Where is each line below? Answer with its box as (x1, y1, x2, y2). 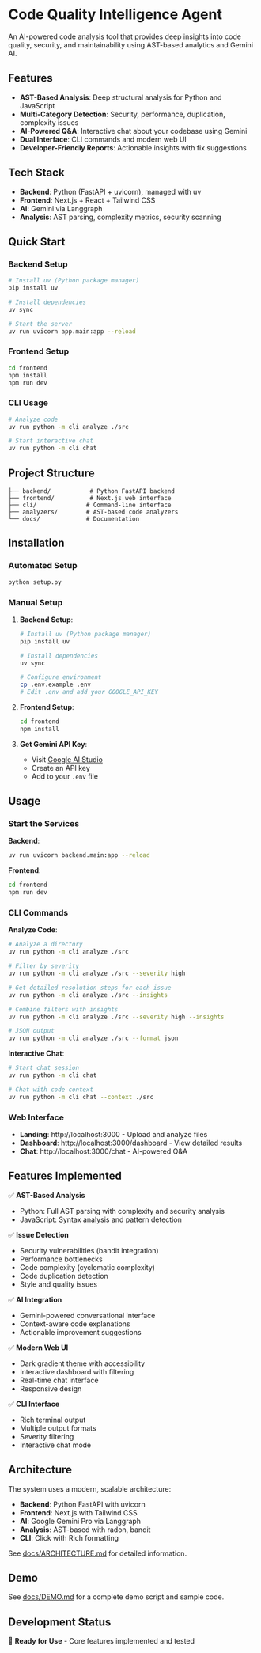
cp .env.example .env (19, 681, 91, 689)
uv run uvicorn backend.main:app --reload (8, 851, 150, 859)
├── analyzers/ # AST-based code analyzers (8, 508, 179, 516)
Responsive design (19, 1383, 82, 1393)
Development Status (8, 1615, 112, 1628)
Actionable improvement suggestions (19, 1327, 142, 1336)
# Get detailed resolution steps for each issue (8, 984, 172, 991)
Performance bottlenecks (19, 1254, 103, 1264)
